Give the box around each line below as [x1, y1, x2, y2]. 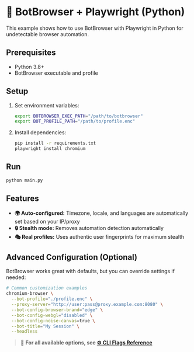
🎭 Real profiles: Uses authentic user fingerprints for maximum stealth [14, 233, 185, 240]
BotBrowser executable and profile [14, 69, 98, 76]
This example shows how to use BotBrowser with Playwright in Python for [6, 25, 184, 32]
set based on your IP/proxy [14, 218, 80, 225]
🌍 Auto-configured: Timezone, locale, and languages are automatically [14, 210, 189, 217]
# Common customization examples [6, 285, 88, 291]
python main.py [6, 177, 43, 183]
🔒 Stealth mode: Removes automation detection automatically [14, 224, 164, 231]
